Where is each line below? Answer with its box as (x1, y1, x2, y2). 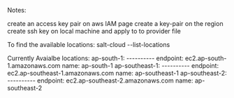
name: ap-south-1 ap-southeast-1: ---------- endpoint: (61, 62, 219, 69)
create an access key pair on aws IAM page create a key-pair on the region (7, 20, 224, 27)
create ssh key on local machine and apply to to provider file (7, 27, 182, 35)
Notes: (7, 6, 27, 14)
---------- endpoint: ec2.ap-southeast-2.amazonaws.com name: (7, 76, 193, 85)
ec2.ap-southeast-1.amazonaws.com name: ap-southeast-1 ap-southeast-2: (7, 69, 227, 77)
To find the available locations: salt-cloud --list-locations (7, 41, 170, 48)
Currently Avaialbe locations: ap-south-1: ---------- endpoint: (7, 54, 184, 62)
